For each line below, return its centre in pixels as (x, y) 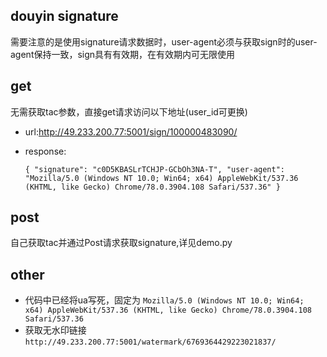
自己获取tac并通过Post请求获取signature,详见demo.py (121, 243)
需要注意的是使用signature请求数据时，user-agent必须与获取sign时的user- (164, 41)
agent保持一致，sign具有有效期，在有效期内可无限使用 (123, 54)
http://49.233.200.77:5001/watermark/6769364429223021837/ (150, 342)
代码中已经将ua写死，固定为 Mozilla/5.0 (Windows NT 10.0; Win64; (164, 300)
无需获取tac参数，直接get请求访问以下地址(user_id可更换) (129, 111)
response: (45, 151)
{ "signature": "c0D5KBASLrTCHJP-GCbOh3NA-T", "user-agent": (155, 169)
